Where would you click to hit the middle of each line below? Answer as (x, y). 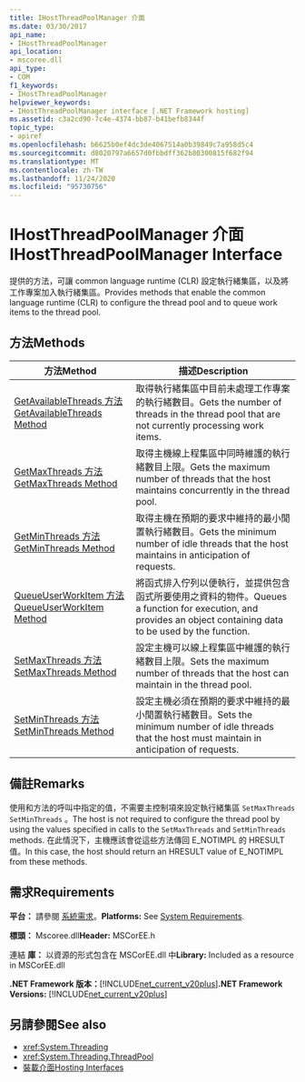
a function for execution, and (197, 608)
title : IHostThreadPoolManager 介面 (77, 18)
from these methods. (49, 861)
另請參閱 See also (58, 1024)
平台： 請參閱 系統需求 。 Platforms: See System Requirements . (127, 916)
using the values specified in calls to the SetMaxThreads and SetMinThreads (148, 829)
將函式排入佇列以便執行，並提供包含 (213, 583)
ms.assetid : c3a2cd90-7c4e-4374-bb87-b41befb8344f (107, 119)
